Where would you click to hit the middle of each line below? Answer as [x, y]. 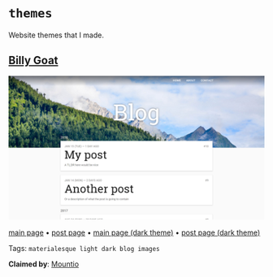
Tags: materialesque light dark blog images [84, 249]
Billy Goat [33, 61]
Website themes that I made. [56, 35]
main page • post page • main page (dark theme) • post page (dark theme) [134, 233]
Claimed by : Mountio [44, 264]
